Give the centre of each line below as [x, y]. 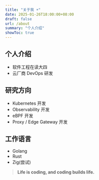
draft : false [19, 19]
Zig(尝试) [22, 162]
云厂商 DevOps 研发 [33, 73]
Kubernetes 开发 [29, 103]
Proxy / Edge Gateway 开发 [40, 121]
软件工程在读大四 [30, 67]
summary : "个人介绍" [25, 28]
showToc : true [20, 33]
